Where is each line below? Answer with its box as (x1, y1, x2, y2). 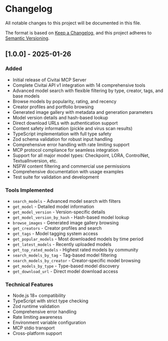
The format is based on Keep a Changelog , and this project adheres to (5, 29, 152, 36)
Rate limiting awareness (12, 314, 62, 320)
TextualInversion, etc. (12, 158, 58, 164)
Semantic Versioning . (5, 35, 50, 41)
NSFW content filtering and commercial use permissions (12, 163, 131, 169)
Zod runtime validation (12, 303, 60, 309)
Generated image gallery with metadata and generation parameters (12, 109, 153, 115)
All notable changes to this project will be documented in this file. (5, 20, 142, 26)
